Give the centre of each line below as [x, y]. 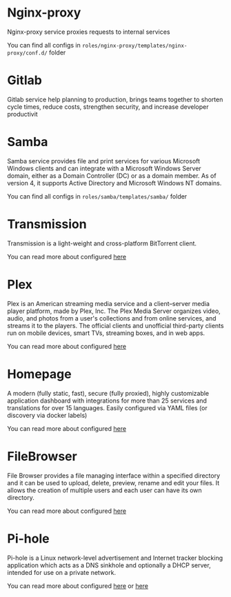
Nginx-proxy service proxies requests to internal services [89, 32]
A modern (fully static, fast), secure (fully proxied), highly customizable [108, 393]
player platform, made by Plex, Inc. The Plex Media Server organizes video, [114, 311]
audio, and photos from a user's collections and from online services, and [112, 318]
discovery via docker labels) [47, 415]
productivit [22, 114]
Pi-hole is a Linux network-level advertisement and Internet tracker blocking [115, 558]
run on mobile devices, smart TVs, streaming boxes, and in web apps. [106, 333]
